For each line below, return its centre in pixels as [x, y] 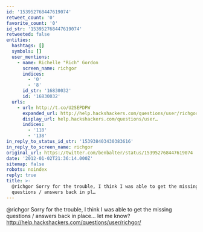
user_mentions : [31, 57]
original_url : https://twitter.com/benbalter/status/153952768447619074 [100, 153]
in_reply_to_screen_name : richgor [50, 147]
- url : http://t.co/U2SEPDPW [54, 108]
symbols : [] [27, 51]
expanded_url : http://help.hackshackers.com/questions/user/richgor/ [111, 113]
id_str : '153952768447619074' [44, 29]
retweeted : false [28, 35]
